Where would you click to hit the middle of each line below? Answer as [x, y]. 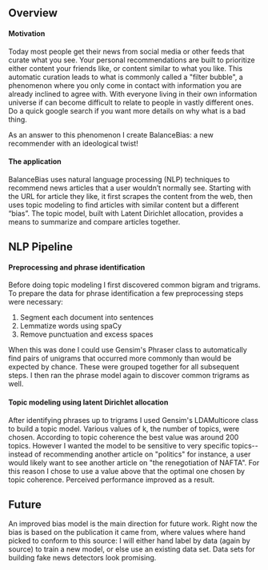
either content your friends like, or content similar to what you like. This [125, 68]
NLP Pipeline [41, 247]
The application [35, 161]
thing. [18, 119]
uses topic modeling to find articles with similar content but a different [124, 205]
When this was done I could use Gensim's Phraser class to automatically [128, 350]
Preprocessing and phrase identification [77, 267]
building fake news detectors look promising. [82, 558]
